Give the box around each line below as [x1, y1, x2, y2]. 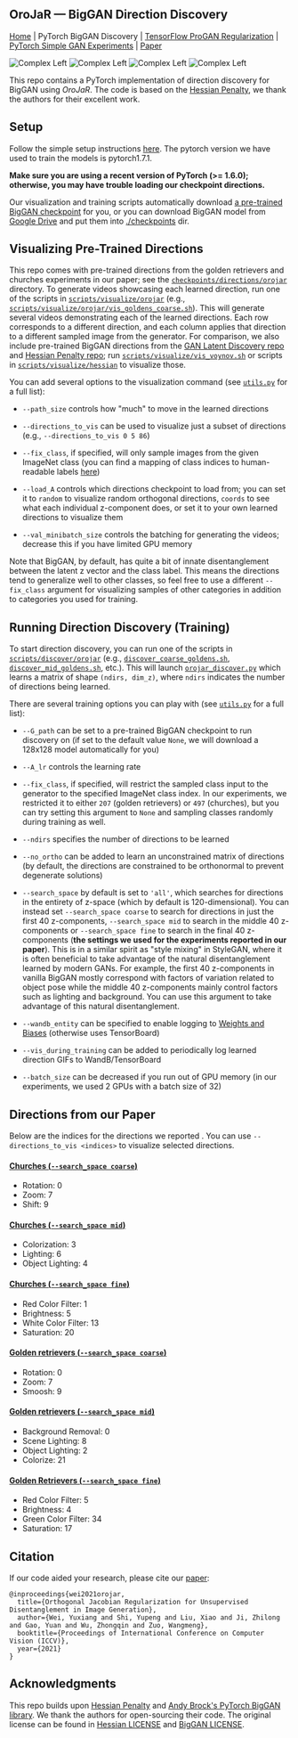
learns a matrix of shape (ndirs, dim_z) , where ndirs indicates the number [9, 672, 286, 682]
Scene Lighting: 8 [21, 1436, 87, 1447]
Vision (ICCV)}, [9, 1636, 69, 1646]
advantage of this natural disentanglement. [21, 1001, 180, 1012]
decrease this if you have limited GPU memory [21, 539, 193, 550]
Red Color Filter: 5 [21, 1495, 89, 1505]
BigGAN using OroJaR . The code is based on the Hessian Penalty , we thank [9, 84, 287, 94]
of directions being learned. [9, 681, 111, 692]
